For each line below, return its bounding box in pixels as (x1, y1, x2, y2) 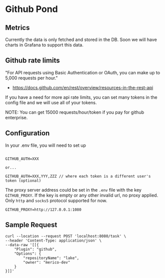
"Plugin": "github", (14, 247, 57, 252)
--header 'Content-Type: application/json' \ (5, 238, 101, 243)
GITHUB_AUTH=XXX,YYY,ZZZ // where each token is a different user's (5, 174, 151, 179)
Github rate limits (5, 56, 60, 65)
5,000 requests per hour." (5, 75, 58, 81)
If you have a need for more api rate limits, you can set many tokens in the (5, 94, 157, 100)
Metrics (5, 23, 30, 32)
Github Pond (5, 3, 58, 15)
